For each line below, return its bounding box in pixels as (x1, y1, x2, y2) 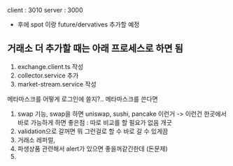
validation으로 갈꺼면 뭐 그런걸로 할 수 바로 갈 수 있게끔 (17, 127, 169, 135)
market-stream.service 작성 (17, 80, 97, 88)
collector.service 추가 (17, 71, 79, 80)
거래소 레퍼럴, (17, 135, 56, 144)
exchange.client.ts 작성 (17, 62, 84, 70)
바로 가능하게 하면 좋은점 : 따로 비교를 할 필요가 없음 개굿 (17, 118, 173, 126)
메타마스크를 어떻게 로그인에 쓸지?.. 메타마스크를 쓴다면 (7, 94, 159, 103)
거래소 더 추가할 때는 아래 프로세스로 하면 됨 (7, 43, 183, 54)
